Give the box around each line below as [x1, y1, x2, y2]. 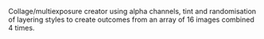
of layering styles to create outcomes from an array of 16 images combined [8, 15, 254, 24]
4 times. [8, 23, 35, 32]
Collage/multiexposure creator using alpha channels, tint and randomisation [8, 7, 257, 16]
